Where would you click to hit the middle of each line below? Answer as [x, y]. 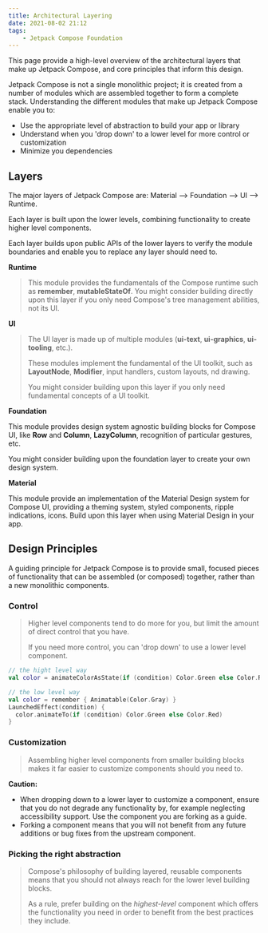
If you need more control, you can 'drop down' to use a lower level [137, 647]
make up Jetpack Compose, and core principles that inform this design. [126, 69]
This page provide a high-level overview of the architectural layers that [124, 61]
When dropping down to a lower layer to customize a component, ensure [140, 799]
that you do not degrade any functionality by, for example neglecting [132, 808]
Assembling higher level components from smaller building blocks [136, 760]
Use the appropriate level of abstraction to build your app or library [130, 125]
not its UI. [43, 308]
